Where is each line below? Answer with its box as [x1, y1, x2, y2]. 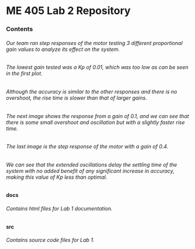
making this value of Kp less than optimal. [6, 174, 107, 181]
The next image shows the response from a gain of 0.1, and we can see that [6, 112, 189, 119]
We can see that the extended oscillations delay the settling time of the [6, 161, 177, 168]
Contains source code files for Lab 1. [6, 237, 95, 244]
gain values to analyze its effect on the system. [6, 46, 120, 53]
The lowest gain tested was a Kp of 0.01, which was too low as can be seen [6, 64, 189, 71]
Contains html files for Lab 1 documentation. [6, 205, 113, 212]
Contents [6, 25, 33, 33]
